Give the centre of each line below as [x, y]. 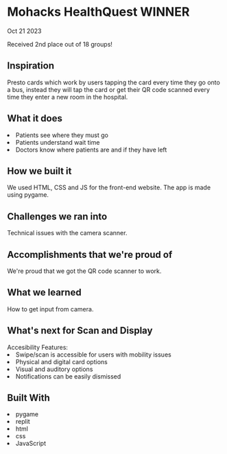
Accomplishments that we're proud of [90, 254]
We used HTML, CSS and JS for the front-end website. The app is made [109, 188]
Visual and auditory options [55, 369]
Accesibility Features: [38, 347]
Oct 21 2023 [24, 31]
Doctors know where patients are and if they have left [92, 150]
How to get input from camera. [50, 309]
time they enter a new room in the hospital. [68, 97]
